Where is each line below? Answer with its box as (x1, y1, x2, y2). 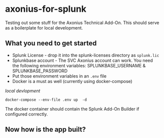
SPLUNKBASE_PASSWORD (12, 68, 68, 74)
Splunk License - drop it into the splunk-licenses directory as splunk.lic (12, 52, 159, 58)
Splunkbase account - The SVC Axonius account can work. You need (12, 57, 153, 63)
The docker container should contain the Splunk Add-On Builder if (5, 106, 139, 111)
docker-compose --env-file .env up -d (5, 97, 87, 102)
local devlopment (5, 87, 40, 94)
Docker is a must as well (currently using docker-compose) (12, 78, 132, 84)
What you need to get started (5, 39, 97, 48)
